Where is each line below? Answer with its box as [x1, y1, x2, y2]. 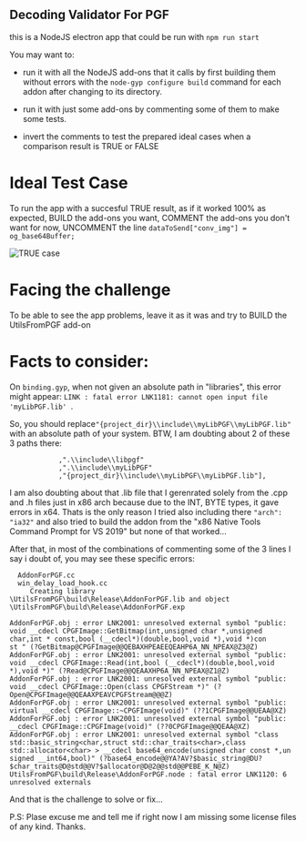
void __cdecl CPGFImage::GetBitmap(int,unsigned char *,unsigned [9, 626, 262, 635]
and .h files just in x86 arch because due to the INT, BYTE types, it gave [9, 496, 280, 508]
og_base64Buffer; [9, 231, 76, 240]
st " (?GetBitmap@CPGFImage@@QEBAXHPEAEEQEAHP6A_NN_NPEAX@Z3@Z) [9, 642, 259, 652]
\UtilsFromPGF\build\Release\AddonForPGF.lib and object [9, 594, 230, 603]
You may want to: [9, 49, 75, 60]
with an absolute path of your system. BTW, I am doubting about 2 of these [9, 428, 291, 439]
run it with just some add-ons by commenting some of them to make [22, 104, 280, 115]
